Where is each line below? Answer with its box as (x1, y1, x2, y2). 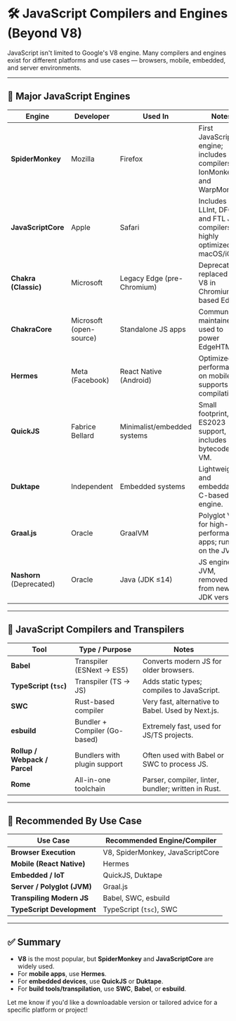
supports (198, 379, 228, 389)
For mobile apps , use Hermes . (17, 970, 107, 978)
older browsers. (142, 665, 195, 675)
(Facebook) (71, 375, 110, 385)
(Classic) (11, 282, 42, 292)
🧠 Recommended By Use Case (7, 814, 143, 826)
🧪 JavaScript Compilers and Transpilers (7, 623, 185, 636)
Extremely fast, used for (142, 721, 221, 731)
